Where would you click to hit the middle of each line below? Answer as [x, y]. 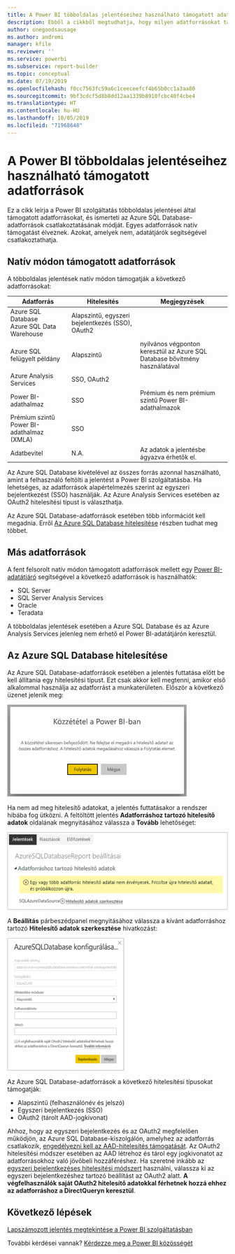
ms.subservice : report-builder [53, 66]
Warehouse [27, 334]
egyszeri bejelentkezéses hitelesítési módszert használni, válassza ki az [111, 1168]
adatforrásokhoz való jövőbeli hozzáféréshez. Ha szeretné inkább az [106, 1160]
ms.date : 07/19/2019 [37, 81]
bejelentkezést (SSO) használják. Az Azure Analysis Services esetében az [114, 494]
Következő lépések [50, 1212]
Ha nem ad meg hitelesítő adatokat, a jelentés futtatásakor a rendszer [107, 807]
